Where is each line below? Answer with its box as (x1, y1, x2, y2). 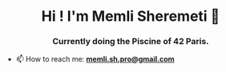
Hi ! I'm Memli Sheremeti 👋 (41, 7, 220, 26)
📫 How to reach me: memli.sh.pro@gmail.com (15, 54, 175, 64)
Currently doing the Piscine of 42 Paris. (51, 36, 210, 47)
